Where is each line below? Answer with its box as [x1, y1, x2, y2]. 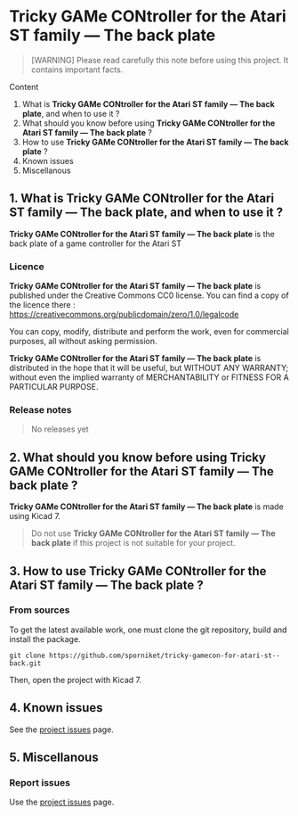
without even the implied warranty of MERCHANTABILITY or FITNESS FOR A [9, 372, 289, 383]
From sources [9, 604, 70, 616]
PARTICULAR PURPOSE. [9, 382, 99, 392]
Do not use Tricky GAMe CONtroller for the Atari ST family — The [30, 528, 276, 539]
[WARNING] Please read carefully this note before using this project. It [30, 54, 289, 65]
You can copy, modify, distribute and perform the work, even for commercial [9, 326, 289, 337]
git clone [9, 651, 46, 660]
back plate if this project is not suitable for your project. [30, 538, 236, 548]
